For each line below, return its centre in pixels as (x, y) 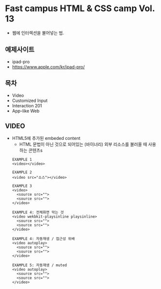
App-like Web (26, 111)
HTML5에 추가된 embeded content (46, 138)
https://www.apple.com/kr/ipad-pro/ (48, 67)
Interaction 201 (27, 105)
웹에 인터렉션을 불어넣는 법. (38, 33)
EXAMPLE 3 (22, 186)
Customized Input (30, 101)
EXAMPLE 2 (22, 172)
